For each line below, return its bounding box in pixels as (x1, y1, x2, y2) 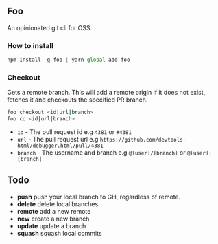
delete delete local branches (16, 199, 99, 208)
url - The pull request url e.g (16, 135, 99, 144)
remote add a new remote (16, 207, 91, 215)
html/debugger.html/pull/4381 (16, 142, 104, 150)
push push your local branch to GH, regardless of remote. (16, 192, 181, 201)
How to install (7, 41, 53, 50)
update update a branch (16, 221, 86, 230)
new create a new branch (16, 214, 90, 223)
